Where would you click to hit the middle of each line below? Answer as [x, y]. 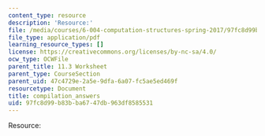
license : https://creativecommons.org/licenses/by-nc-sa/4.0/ [112, 52]
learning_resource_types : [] [56, 45]
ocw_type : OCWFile [38, 60]
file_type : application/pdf [54, 37]
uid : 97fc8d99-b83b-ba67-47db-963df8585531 [81, 103]
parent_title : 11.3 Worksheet [58, 67]
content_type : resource [47, 15]
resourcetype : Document [47, 88]
